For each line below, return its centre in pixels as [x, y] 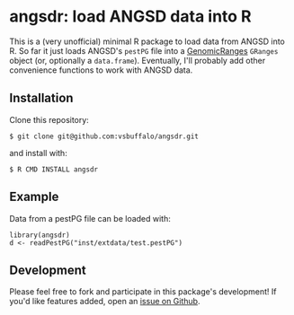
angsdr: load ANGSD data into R [130, 17]
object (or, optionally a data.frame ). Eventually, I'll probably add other [138, 60]
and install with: [38, 153]
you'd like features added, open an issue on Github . [105, 302]
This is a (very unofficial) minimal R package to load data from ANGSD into [147, 41]
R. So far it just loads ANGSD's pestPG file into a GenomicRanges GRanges [144, 50]
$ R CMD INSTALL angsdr [54, 169]
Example [34, 197]
